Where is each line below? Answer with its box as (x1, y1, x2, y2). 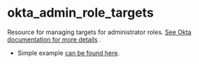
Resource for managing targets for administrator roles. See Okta (7, 28, 192, 36)
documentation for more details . (7, 35, 101, 43)
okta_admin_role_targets (7, 5, 154, 21)
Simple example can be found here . (17, 49, 120, 57)
